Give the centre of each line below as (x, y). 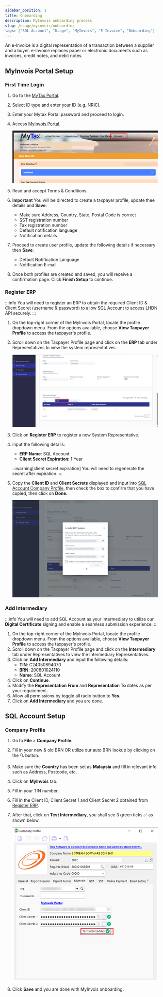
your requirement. (30, 690)
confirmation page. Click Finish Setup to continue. (62, 280)
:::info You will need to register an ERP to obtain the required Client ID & (76, 302)
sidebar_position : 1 (26, 10)
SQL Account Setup (35, 716)
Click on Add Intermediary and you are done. (57, 701)
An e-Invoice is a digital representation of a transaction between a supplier (80, 45)
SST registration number (44, 220)
